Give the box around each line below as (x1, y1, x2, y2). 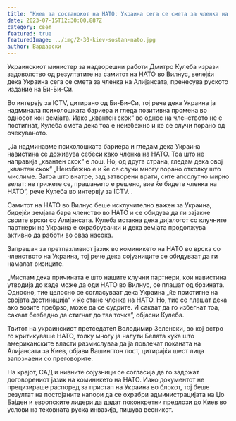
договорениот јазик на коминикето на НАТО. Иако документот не (7, 375, 205, 384)
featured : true (7, 30, 52, 37)
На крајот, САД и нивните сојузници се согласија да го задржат (7, 368, 199, 376)
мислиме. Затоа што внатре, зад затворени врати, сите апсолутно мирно (7, 172, 230, 181)
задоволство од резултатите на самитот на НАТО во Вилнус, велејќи (7, 70, 215, 78)
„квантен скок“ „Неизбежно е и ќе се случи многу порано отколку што (7, 165, 221, 173)
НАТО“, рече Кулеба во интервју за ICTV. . (7, 188, 133, 195)
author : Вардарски (7, 43, 61, 50)
